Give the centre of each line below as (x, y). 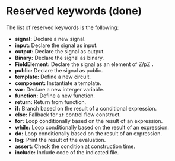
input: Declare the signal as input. (56, 45)
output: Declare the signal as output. (60, 51)
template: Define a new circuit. (52, 77)
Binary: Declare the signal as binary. (59, 58)
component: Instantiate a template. (58, 83)
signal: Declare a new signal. (50, 39)
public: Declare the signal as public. (59, 70)
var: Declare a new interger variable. (60, 89)
